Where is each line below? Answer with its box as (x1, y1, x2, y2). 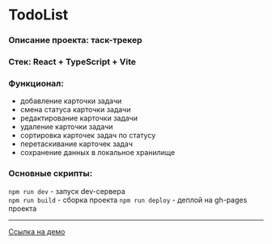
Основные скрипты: (8, 168, 93, 179)
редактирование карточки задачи (19, 113, 138, 123)
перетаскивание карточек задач (19, 139, 134, 149)
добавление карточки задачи (19, 96, 122, 106)
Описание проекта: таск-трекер (8, 35, 142, 46)
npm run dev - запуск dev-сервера (8, 186, 125, 196)
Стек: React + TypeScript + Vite (8, 57, 136, 68)
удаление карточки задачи (19, 122, 113, 132)
